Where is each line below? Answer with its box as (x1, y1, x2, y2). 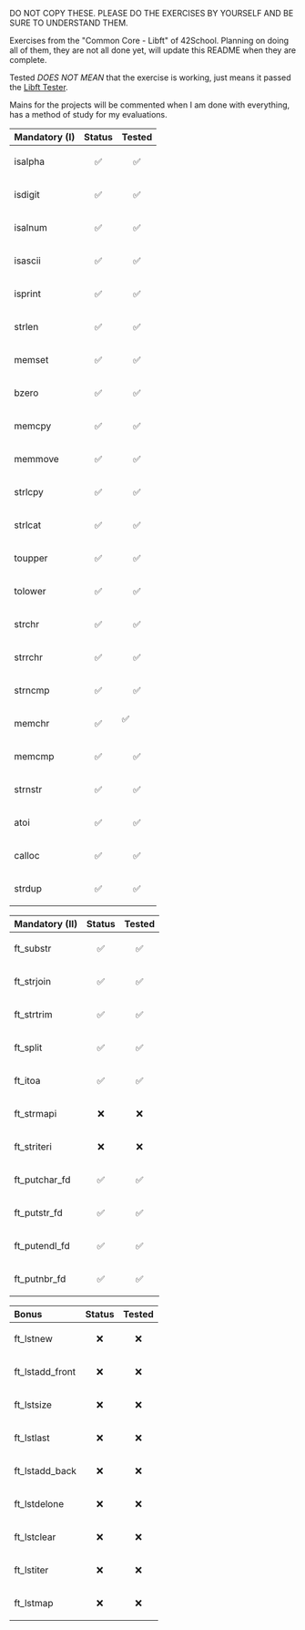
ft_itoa (14, 1075, 41, 1087)
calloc (14, 850, 40, 861)
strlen (14, 321, 39, 333)
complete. (9, 55, 47, 65)
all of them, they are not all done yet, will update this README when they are (9, 45, 297, 56)
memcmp (14, 750, 55, 762)
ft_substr (14, 943, 52, 954)
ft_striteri (14, 1140, 53, 1152)
